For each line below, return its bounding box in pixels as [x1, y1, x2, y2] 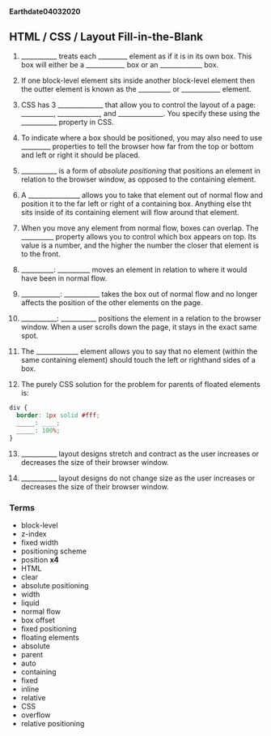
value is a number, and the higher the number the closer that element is [20, 240, 260, 251]
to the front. [20, 249, 61, 259]
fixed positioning [20, 624, 78, 634]
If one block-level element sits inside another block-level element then [20, 75, 256, 85]
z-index [20, 529, 47, 539]
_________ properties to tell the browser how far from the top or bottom [20, 142, 254, 152]
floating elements [20, 633, 79, 643]
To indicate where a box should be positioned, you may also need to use [20, 133, 262, 143]
